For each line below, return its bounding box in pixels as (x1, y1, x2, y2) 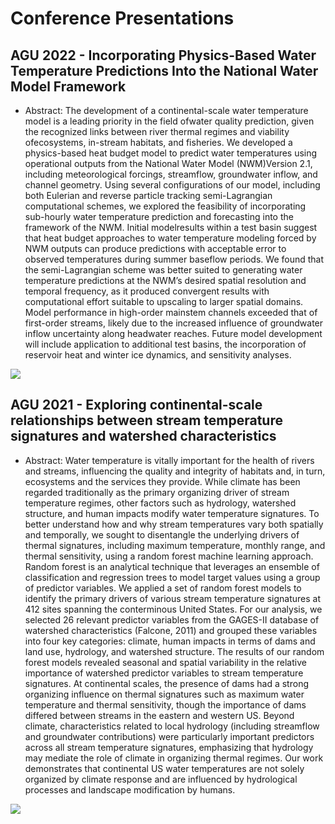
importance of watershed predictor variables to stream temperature (24, 667, 304, 679)
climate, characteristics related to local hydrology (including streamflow (24, 720, 320, 732)
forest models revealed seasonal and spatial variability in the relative (24, 656, 307, 668)
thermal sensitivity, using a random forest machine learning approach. (24, 550, 314, 562)
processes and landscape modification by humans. (24, 783, 236, 796)
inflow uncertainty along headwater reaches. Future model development (24, 328, 323, 339)
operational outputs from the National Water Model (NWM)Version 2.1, (24, 158, 313, 169)
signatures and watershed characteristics (10, 428, 277, 445)
